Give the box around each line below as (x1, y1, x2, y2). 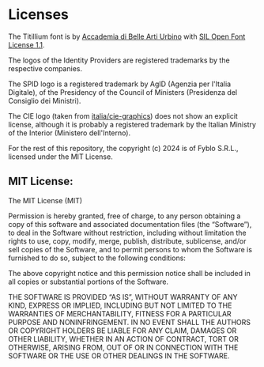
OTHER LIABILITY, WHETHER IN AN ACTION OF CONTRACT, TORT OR (8, 334, 239, 343)
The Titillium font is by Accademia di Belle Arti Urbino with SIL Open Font (8, 32, 246, 41)
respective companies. (8, 63, 83, 73)
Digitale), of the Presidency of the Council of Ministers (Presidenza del (8, 87, 238, 96)
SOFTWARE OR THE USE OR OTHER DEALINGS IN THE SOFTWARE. (8, 350, 230, 361)
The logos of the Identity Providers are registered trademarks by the (8, 55, 231, 65)
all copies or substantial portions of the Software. (8, 277, 168, 286)
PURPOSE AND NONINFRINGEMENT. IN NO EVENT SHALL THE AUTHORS (8, 317, 251, 327)
